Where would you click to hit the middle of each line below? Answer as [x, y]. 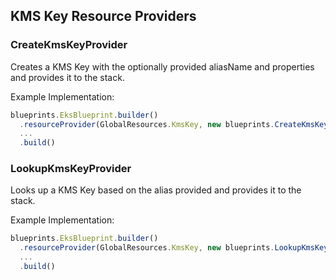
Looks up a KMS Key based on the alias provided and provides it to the [156, 190]
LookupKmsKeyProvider [71, 169]
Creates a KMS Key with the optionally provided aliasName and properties [162, 66]
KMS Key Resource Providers [103, 16]
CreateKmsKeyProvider [69, 45]
